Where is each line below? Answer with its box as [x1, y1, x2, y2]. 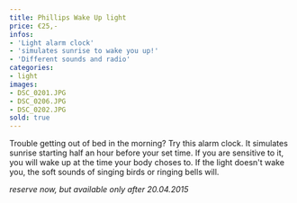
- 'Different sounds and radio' [9, 55, 130, 64]
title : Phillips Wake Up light [9, 13, 127, 22]
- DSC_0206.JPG [9, 96, 67, 106]
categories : [9, 64, 54, 73]
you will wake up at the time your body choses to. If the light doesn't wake [9, 157, 285, 168]
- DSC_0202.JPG [9, 105, 67, 114]
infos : [9, 30, 34, 39]
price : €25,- [9, 22, 58, 31]
